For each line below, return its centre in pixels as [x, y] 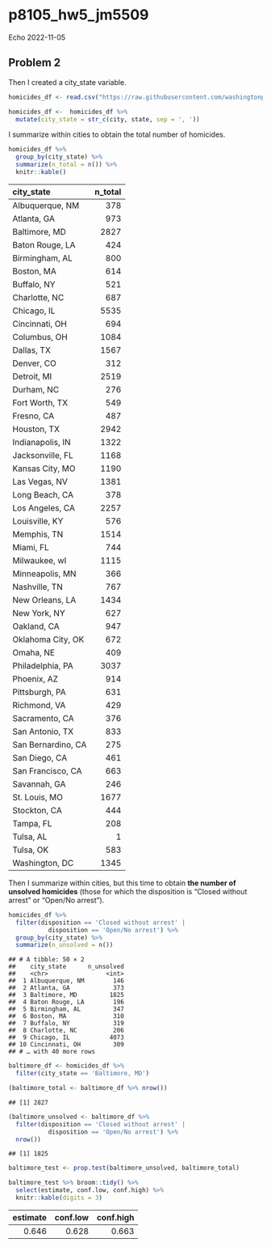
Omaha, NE [33, 652]
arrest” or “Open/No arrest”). [56, 900]
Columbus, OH [40, 337]
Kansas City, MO [44, 469]
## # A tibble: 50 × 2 [46, 960]
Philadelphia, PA [43, 665]
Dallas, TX [31, 350]
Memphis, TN [38, 534]
